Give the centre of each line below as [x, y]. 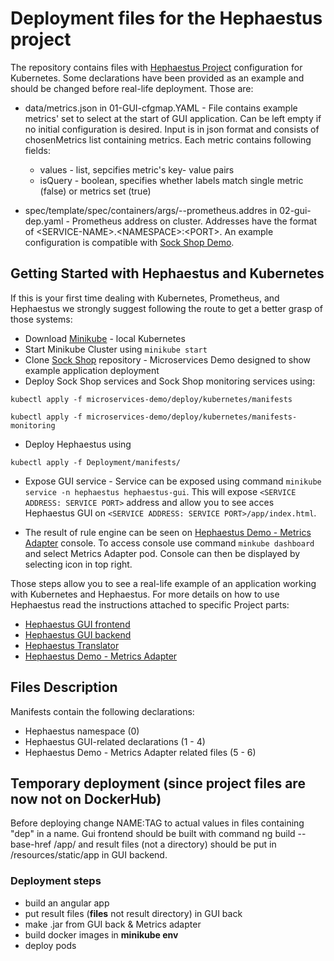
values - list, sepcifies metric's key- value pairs [137, 169]
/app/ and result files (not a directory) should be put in [165, 844]
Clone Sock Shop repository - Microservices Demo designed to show [168, 359]
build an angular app [67, 903]
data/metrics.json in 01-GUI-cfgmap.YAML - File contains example [161, 108]
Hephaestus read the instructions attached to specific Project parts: [150, 604]
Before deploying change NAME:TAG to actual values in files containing [157, 823]
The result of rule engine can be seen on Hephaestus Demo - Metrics [168, 532]
